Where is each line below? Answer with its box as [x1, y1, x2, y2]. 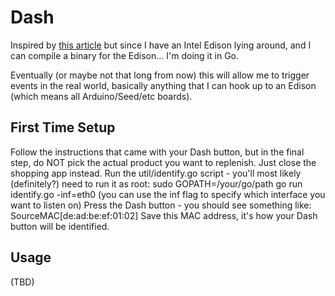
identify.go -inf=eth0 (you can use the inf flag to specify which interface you [10, 188, 326, 200]
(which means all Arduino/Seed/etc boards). [10, 90, 193, 102]
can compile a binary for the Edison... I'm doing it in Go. [10, 49, 239, 61]
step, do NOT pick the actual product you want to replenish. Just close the [10, 156, 317, 168]
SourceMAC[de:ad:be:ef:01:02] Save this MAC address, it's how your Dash [10, 209, 318, 221]
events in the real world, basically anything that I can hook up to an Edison [10, 79, 317, 91]
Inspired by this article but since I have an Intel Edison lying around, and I [10, 39, 312, 51]
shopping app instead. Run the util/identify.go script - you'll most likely [10, 167, 302, 179]
